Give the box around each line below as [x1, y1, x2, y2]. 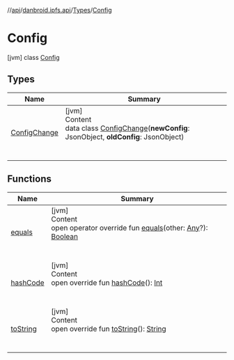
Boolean [51, 231, 79, 241]
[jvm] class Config [7, 53, 61, 61]
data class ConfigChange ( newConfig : [65, 123, 190, 133]
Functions [7, 173, 52, 185]
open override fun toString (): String [51, 324, 166, 334]
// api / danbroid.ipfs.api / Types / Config [7, 6, 113, 14]
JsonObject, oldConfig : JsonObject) [65, 132, 185, 141]
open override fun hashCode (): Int [51, 278, 163, 288]
